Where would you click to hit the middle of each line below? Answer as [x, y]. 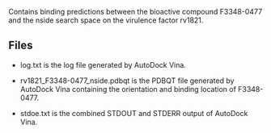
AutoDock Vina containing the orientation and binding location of [128, 89]
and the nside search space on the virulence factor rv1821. [106, 20]
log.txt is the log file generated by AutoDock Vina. [103, 64]
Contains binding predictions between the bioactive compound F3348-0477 [135, 12]
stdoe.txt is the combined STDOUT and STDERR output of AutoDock [134, 113]
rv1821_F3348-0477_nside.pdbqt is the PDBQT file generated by [127, 81]
